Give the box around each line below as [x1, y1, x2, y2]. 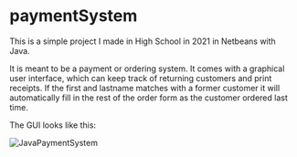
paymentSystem [9, 5, 138, 26]
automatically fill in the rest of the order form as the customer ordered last [9, 92, 288, 103]
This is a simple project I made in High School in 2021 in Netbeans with [9, 36, 276, 47]
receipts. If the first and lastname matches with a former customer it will [9, 82, 281, 93]
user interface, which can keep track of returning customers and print [9, 72, 272, 83]
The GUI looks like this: [9, 120, 97, 131]
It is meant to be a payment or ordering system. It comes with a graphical [9, 63, 285, 74]
